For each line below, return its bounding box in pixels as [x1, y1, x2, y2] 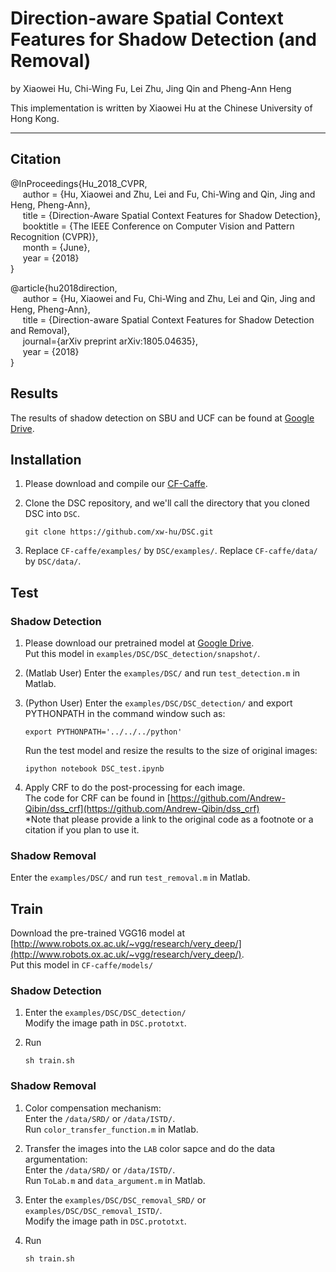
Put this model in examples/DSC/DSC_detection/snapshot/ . [24, 648, 261, 660]
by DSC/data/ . [24, 555, 82, 567]
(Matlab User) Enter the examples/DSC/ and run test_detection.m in [24, 667, 301, 679]
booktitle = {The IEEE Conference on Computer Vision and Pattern [22, 220, 295, 232]
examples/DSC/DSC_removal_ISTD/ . [24, 1204, 163, 1216]
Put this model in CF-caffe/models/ [10, 959, 154, 971]
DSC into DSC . [24, 508, 81, 520]
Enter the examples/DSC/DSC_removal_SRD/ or [24, 1193, 207, 1206]
